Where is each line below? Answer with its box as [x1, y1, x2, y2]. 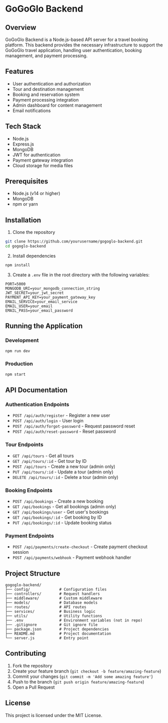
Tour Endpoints [5, 441, 44, 448]
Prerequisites [5, 177, 48, 186]
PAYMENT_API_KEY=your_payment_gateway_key [5, 295, 96, 300]
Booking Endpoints [5, 487, 53, 494]
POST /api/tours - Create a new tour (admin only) [12, 463, 116, 469]
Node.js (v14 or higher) [12, 190, 60, 197]
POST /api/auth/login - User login [12, 418, 84, 424]
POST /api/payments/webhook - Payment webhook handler [12, 554, 132, 561]
